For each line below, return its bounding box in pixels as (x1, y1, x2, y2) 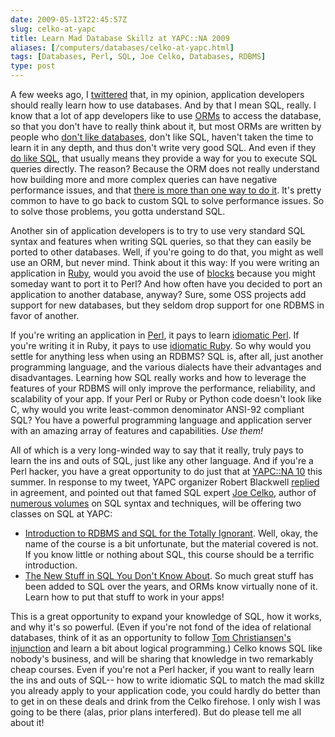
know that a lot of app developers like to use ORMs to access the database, (10, 110, 322, 121)
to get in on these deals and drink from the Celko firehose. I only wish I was (10, 696, 321, 707)
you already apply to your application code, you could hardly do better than (10, 685, 321, 696)
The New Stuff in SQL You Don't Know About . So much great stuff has (24, 570, 314, 581)
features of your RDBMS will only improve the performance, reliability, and (10, 382, 316, 394)
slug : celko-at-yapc (10, 24, 97, 34)
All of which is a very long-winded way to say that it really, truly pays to (10, 444, 304, 456)
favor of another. (10, 310, 80, 321)
